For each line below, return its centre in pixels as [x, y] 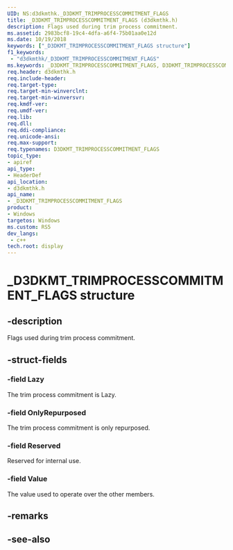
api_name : [21, 195]
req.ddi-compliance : [37, 130]
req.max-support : [32, 143]
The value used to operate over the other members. [81, 494]
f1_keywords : [26, 53]
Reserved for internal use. [44, 461]
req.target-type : [32, 85]
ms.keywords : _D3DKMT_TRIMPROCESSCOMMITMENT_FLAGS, [83, 65]
